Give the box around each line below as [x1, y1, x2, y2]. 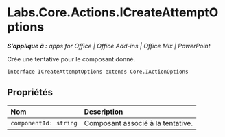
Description [84, 107, 123, 117]
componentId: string [10, 119, 78, 127]
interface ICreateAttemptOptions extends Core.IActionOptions [7, 68, 189, 75]
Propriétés [7, 87, 54, 98]
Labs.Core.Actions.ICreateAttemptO [7, 5, 219, 20]
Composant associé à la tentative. [84, 118, 193, 127]
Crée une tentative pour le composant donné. [7, 55, 136, 63]
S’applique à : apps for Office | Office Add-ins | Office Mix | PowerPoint [7, 42, 211, 50]
